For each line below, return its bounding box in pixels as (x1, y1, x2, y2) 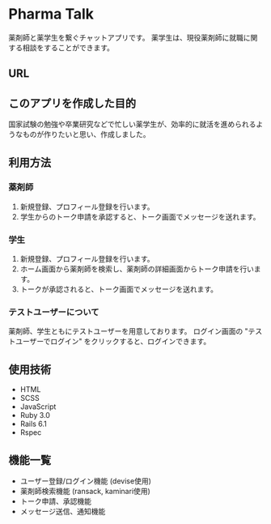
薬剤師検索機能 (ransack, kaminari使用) (19, 487, 151, 496)
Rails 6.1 (19, 419, 47, 429)
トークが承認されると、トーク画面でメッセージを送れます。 (19, 284, 218, 294)
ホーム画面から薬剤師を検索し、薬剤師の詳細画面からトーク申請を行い (19, 264, 255, 274)
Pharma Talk (8, 5, 95, 23)
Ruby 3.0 (19, 411, 51, 420)
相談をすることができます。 (22, 42, 115, 53)
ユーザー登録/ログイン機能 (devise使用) (19, 476, 151, 486)
